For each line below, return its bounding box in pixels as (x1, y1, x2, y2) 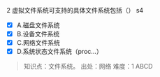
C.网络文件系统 (16, 38, 61, 47)
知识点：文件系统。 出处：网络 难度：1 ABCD (23, 62, 153, 71)
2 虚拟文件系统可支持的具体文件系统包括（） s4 (6, 6, 144, 14)
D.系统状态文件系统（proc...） (16, 48, 103, 56)
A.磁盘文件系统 (16, 21, 60, 29)
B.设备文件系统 (16, 30, 60, 38)
